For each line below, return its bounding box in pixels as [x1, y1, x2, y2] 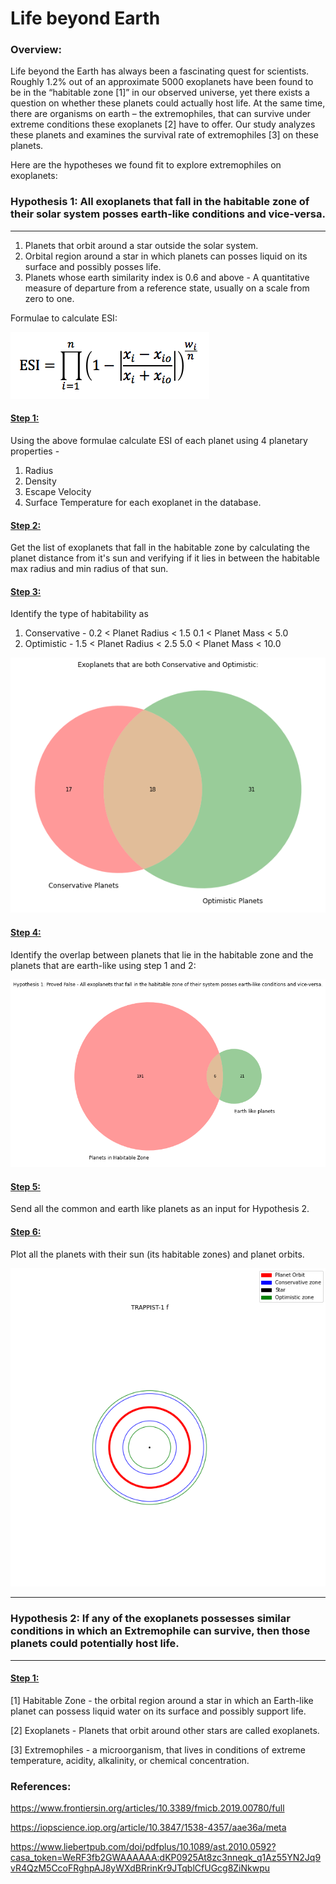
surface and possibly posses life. [24, 260, 162, 272]
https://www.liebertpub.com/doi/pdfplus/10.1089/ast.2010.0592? [10, 1841, 277, 1852]
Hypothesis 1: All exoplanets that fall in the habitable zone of [10, 195, 310, 209]
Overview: [10, 43, 62, 57]
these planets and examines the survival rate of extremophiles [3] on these [10, 129, 319, 141]
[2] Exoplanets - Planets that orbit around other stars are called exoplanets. [10, 1724, 320, 1736]
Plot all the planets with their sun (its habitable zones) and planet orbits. [10, 1248, 305, 1260]
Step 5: [10, 1180, 42, 1192]
